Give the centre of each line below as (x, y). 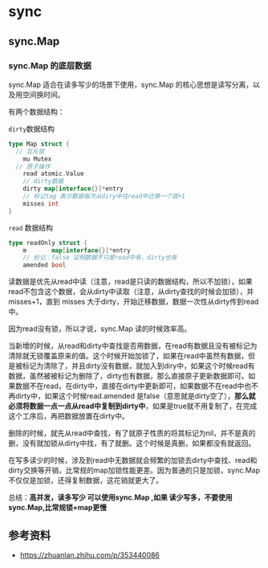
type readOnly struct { (48, 243)
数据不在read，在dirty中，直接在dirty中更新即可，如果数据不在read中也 (133, 386)
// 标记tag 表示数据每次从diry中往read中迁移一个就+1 (104, 196)
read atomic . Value (53, 174)
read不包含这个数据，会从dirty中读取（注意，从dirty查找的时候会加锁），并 (131, 292)
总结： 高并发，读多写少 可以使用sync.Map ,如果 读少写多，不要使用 (120, 497)
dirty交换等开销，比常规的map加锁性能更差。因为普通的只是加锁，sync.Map (134, 470)
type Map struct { (39, 144)
